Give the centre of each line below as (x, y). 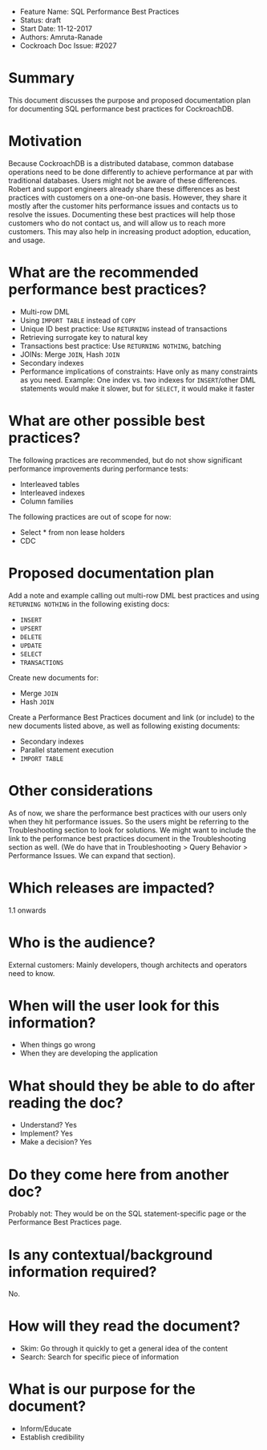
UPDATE (31, 646)
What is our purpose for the (102, 1389)
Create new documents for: (53, 678)
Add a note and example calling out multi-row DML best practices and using (134, 595)
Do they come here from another (119, 1175)
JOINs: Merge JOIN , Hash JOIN (70, 354)
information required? (83, 1272)
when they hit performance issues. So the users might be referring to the (129, 821)
